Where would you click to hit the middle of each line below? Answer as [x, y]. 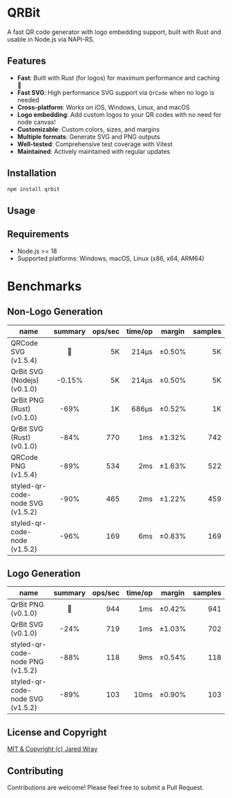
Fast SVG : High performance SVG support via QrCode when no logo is [116, 92]
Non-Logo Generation [55, 312]
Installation [32, 174]
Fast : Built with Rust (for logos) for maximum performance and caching [118, 78]
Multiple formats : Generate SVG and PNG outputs [88, 136]
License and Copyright [57, 732]
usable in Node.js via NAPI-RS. [51, 39]
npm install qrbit [33, 189]
